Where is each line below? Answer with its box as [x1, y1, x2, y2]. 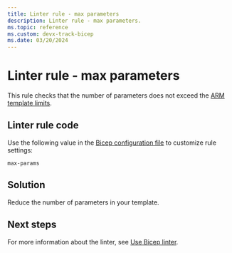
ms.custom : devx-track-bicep [7, 30, 94, 38]
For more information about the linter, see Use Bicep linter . [7, 237, 179, 246]
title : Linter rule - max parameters [7, 10, 120, 18]
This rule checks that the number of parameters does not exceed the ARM [7, 91, 226, 100]
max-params [7, 160, 40, 167]
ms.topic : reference [7, 24, 69, 31]
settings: [7, 145, 33, 154]
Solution [7, 179, 46, 191]
